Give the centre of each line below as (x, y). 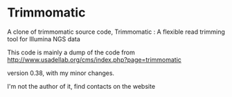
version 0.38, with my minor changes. (61, 73)
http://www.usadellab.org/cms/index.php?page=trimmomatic (95, 59)
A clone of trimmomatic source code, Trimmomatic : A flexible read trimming (116, 32)
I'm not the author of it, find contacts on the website (81, 86)
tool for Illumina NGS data (44, 39)
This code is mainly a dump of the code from (71, 52)
